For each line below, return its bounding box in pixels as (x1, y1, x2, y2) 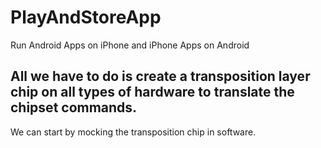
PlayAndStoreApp (10, 6, 162, 29)
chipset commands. (10, 99, 138, 116)
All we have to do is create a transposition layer (10, 68, 311, 85)
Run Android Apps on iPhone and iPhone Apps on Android (10, 39, 250, 51)
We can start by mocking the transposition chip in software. (10, 126, 257, 138)
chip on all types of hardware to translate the (10, 84, 295, 101)
